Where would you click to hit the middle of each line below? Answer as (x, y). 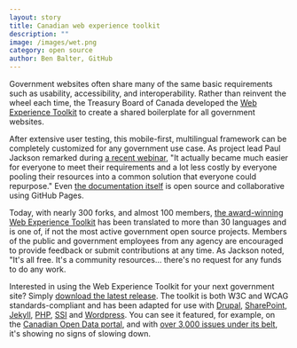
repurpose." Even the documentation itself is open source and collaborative (147, 186)
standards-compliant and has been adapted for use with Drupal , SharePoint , (148, 305)
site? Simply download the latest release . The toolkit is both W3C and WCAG (149, 296)
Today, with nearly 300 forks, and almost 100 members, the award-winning (146, 213)
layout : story (35, 17)
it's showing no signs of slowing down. (80, 333)
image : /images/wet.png (53, 42)
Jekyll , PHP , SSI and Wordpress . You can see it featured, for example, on (142, 315)
